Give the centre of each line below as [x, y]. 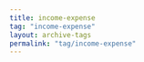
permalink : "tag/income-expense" [73, 43]
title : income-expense [52, 18]
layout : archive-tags [51, 35]
